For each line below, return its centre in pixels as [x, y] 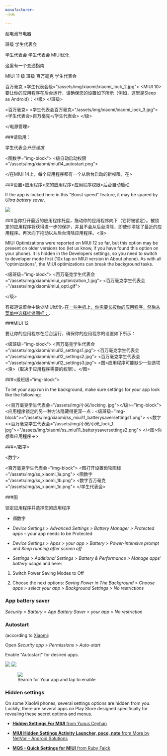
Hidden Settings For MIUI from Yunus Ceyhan [60, 724]
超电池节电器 [18, 33]
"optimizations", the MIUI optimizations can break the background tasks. [79, 264]
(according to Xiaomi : [27, 635]
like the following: [23, 394]
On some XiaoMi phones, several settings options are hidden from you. [78, 703]
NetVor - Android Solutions [40, 739]
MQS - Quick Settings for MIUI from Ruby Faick [61, 748]
